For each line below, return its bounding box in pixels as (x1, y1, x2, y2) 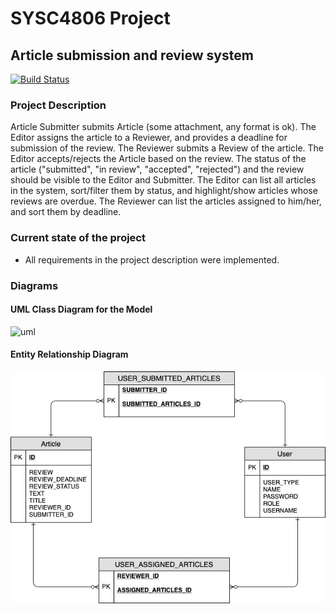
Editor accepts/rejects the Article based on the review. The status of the (10, 153, 307, 165)
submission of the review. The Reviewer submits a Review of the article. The (10, 142, 324, 154)
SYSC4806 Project (10, 7, 171, 30)
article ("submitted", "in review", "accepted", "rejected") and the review (10, 163, 305, 176)
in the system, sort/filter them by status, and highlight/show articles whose (10, 185, 318, 197)
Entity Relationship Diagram (10, 348, 129, 361)
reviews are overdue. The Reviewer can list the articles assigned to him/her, (10, 195, 322, 207)
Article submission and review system (10, 47, 254, 64)
